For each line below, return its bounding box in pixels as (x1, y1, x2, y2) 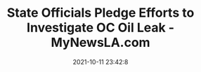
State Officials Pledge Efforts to (6, 5, 195, 21)
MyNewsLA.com (51, 35, 150, 50)
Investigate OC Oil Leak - (27, 20, 174, 36)
